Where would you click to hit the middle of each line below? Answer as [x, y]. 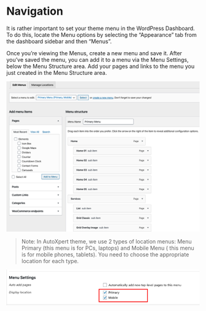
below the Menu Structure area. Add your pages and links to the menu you [101, 66]
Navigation [35, 11]
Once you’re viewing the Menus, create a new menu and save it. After [94, 53]
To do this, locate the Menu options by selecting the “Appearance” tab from [102, 34]
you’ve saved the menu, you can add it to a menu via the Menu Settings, [97, 60]
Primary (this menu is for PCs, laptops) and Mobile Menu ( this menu [108, 248]
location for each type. [50, 261]
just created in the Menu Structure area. [57, 72]
